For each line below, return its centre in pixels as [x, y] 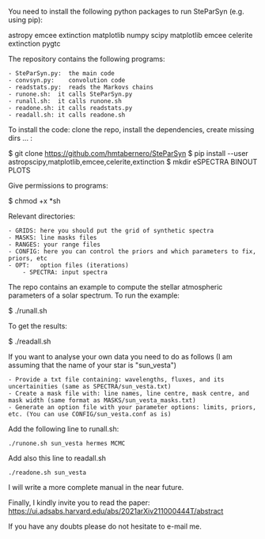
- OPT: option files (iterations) [68, 265]
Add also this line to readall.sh [57, 458]
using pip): [26, 20]
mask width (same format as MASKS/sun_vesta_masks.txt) [102, 400]
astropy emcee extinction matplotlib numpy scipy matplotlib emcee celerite [131, 35]
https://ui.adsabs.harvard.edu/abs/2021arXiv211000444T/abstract [116, 511]
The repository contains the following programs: [87, 59]
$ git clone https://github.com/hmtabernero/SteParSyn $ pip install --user [129, 153]
